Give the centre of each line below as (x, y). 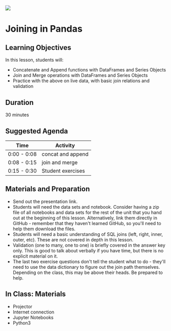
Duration (20, 103)
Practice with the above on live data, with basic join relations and (81, 81)
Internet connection (34, 312)
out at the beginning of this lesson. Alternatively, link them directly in (85, 218)
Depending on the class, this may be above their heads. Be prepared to (88, 272)
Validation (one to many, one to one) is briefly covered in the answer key (89, 245)
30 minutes (17, 115)
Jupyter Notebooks (33, 317)
